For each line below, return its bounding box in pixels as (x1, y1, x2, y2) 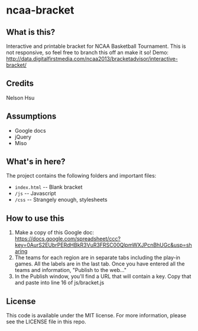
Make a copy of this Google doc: (14, 229, 95, 236)
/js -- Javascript (14, 190, 56, 197)
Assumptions (6, 112, 57, 122)
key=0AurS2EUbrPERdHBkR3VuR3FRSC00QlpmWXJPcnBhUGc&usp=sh (14, 241, 192, 248)
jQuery (14, 133, 31, 140)
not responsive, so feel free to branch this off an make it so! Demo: (6, 49, 169, 56)
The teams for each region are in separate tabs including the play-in (14, 254, 180, 261)
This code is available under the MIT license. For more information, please (6, 312, 187, 319)
